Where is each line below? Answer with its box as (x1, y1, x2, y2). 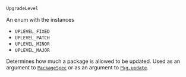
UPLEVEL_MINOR (14, 41, 50, 47)
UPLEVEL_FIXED (14, 28, 50, 35)
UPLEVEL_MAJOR (14, 47, 50, 53)
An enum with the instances (6, 16, 74, 23)
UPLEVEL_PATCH (14, 35, 50, 41)
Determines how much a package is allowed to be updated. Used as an (6, 58, 181, 65)
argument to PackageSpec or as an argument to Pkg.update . (6, 63, 149, 71)
